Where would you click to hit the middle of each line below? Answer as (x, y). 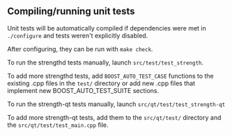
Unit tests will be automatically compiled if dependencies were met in (107, 28)
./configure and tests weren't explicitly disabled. (78, 35)
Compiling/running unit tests (71, 11)
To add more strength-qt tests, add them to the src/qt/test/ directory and (114, 117)
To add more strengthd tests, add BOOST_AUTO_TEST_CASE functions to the (110, 76)
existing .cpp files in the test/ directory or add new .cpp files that (101, 83)
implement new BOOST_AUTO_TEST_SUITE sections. (83, 90)
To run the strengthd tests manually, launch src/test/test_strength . (106, 62)
